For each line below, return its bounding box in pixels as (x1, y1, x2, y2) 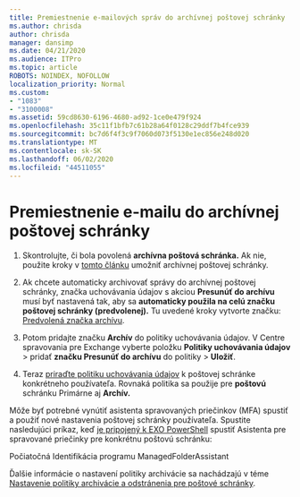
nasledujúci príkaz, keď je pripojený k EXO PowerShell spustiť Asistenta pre (9, 424, 287, 435)
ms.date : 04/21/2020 (9, 47, 87, 56)
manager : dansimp (9, 38, 74, 47)
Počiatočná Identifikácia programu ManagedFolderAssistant (9, 451, 229, 462)
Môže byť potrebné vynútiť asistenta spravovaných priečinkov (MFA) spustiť (9, 405, 288, 416)
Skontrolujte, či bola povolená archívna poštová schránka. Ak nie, (21, 250, 267, 261)
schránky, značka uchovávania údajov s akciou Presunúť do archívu (21, 287, 275, 297)
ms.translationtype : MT (9, 138, 98, 147)
